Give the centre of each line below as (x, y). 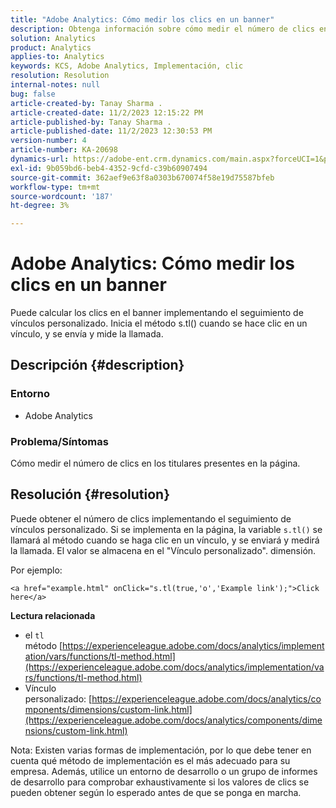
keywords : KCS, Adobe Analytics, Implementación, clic (127, 66)
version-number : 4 (48, 141)
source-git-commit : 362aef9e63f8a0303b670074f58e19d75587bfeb (142, 177)
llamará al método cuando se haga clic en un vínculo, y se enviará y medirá (165, 540)
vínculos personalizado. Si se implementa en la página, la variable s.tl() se (166, 529)
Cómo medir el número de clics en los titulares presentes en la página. (155, 463)
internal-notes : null (55, 85)
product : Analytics (51, 47)
